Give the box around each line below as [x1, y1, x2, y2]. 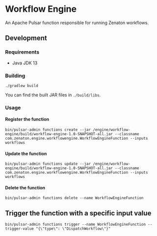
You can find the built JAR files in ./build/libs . [5, 92, 101, 98]
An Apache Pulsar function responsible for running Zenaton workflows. [5, 20, 149, 26]
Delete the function [5, 184, 46, 190]
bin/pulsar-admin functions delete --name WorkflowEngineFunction [5, 196, 144, 201]
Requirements [5, 49, 40, 56]
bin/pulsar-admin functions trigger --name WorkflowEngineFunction [5, 222, 146, 227]
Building [5, 72, 26, 79]
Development [5, 34, 48, 42]
